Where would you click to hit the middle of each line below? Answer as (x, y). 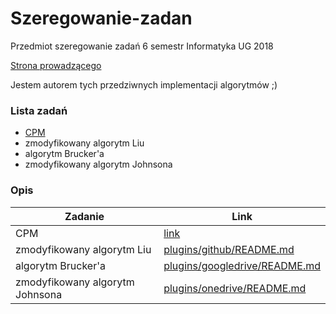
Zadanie (84, 216)
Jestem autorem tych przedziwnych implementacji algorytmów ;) (144, 84)
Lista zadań (39, 110)
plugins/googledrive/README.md (242, 265)
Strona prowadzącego (56, 65)
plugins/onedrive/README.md (235, 288)
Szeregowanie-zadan (101, 18)
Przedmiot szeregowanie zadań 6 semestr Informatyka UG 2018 (142, 46)
